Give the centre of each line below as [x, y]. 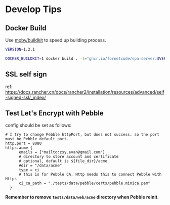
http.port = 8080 [24, 143]
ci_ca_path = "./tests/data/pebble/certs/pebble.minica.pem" [84, 183]
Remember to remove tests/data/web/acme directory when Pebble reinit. [82, 197]
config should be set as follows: [38, 126]
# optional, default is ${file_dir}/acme [63, 161]
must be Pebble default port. [37, 139]
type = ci [29, 170]
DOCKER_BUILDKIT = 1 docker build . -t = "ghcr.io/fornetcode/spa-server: [81, 58]
